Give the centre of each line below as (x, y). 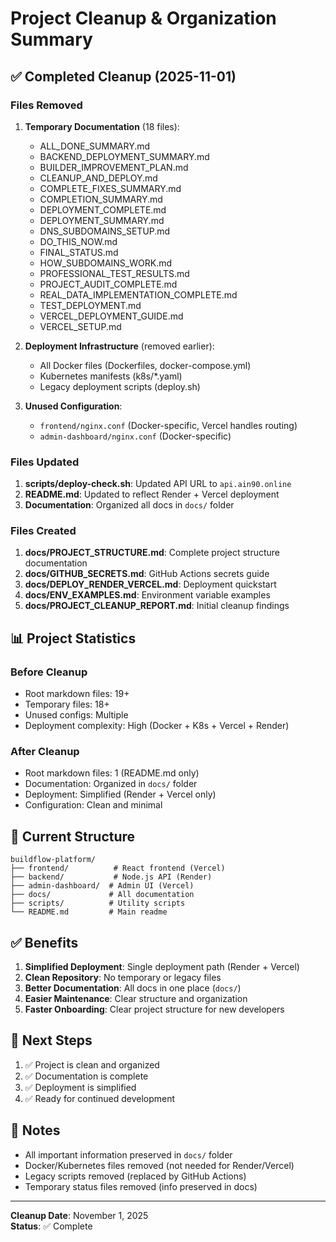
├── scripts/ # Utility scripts (98, 903)
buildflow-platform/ (53, 860)
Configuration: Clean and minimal (93, 805)
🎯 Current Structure (73, 836)
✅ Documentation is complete (86, 1076)
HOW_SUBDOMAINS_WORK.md (106, 263)
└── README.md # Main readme (89, 912)
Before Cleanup (49, 672)
